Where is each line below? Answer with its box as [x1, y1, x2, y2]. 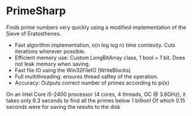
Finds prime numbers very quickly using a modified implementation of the [6, 24, 187, 31]
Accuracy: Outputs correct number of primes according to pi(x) [14, 79, 170, 86]
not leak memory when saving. [14, 60, 90, 67]
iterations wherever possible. [14, 47, 86, 54]
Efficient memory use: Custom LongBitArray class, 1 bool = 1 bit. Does [14, 54, 185, 61]
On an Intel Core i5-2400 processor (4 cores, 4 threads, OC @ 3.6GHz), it [6, 91, 186, 98]
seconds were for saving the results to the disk [6, 103, 121, 110]
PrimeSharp [6, 4, 66, 18]
